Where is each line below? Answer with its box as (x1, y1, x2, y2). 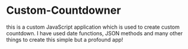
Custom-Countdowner (6, 4, 122, 17)
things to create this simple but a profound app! (6, 36, 124, 43)
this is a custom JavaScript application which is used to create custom (6, 23, 180, 30)
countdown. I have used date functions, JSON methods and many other (6, 29, 183, 36)
